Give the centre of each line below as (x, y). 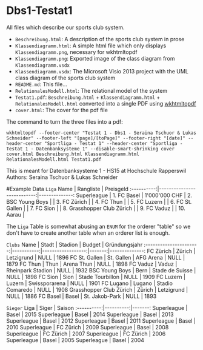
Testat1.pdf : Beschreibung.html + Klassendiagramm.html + (88, 97)
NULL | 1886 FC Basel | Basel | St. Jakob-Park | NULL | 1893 (82, 296)
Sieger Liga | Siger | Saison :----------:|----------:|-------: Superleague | (97, 308)
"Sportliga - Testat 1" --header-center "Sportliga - (114, 143)
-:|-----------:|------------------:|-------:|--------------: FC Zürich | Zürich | (101, 251)
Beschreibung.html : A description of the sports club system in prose (100, 39)
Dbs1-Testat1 (39, 11)
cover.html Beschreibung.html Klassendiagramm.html (73, 154)
